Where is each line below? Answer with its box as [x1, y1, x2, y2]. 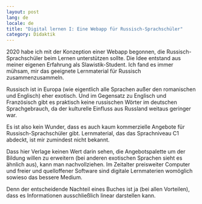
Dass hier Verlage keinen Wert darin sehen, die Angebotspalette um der [6, 148, 186, 155]
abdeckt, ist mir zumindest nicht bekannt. [6, 136, 110, 143]
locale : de [6, 20, 34, 26]
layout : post [6, 8, 39, 15]
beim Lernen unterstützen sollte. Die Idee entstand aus [44, 55, 181, 62]
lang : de [6, 15, 29, 21]
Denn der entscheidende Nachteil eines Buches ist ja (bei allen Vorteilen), [6, 186, 190, 193]
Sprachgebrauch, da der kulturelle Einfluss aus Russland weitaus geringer [6, 105, 191, 112]
